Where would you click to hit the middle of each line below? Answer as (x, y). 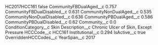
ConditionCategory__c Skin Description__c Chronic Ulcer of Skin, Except (79, 27)
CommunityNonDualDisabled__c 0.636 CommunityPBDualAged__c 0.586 (79, 17)
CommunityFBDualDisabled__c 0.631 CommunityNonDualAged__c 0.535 (79, 12)
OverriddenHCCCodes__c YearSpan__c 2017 (50, 37)
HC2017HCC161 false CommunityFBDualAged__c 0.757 (61, 7)
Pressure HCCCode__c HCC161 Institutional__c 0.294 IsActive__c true (76, 32)
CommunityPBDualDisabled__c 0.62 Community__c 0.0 (61, 22)
